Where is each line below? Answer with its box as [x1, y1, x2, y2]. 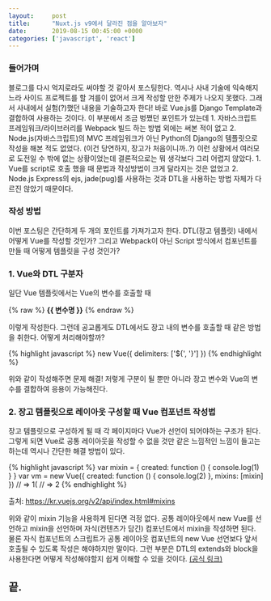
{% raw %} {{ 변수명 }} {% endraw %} [8, 305, 135, 315]
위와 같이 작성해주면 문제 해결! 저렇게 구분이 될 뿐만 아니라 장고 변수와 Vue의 [8, 374, 250, 384]
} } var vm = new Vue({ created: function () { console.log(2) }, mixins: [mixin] [8, 471, 264, 481]
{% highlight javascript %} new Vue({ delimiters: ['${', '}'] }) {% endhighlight [8, 349, 262, 358]
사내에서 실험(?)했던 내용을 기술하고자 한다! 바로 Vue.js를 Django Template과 [16, 103, 263, 112]
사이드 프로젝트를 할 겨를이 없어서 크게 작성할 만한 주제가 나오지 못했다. [23, 92, 248, 102]
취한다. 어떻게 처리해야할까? [16, 332, 105, 342]
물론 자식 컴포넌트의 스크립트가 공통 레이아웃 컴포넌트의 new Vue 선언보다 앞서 [8, 534, 258, 544]
